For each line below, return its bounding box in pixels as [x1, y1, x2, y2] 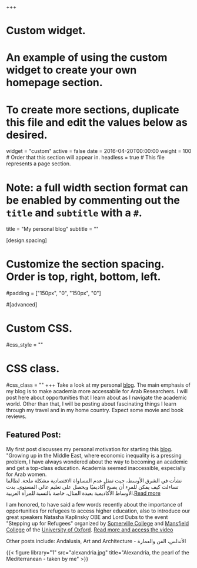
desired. [6, 128, 48, 142]
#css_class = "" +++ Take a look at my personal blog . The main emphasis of [6, 381, 191, 389]
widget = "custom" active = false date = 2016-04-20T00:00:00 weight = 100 [6, 148, 192, 155]
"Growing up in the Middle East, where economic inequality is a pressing [6, 452, 182, 459]
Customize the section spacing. [6, 257, 165, 271]
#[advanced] [6, 301, 38, 308]
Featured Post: [6, 430, 61, 440]
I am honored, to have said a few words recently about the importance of [6, 501, 183, 508]
